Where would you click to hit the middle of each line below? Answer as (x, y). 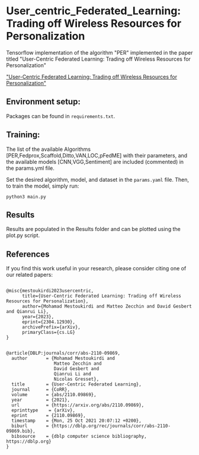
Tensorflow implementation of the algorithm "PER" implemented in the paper (99, 52)
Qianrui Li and (73, 374)
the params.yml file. (30, 168)
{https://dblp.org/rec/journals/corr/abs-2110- (111, 426)
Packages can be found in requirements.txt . (61, 116)
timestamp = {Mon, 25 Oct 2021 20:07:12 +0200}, (77, 421)
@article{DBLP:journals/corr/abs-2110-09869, (63, 353)
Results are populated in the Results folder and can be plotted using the (93, 229)
